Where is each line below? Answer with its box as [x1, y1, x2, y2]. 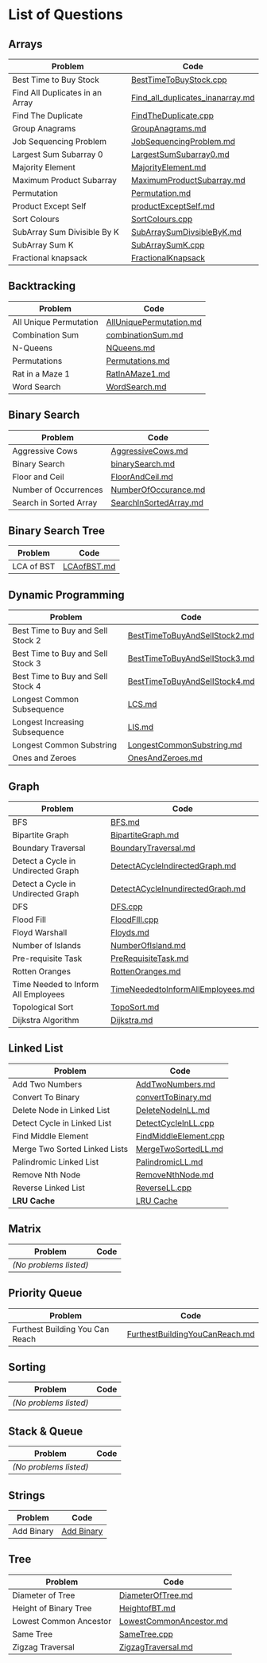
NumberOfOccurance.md [110, 484, 206, 495]
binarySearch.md [110, 458, 176, 469]
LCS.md [127, 699, 157, 710]
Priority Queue [8, 1286, 83, 1300]
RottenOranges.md [110, 966, 181, 977]
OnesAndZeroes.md [127, 752, 203, 763]
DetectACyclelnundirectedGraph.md [110, 884, 246, 895]
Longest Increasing [12, 716, 84, 728]
